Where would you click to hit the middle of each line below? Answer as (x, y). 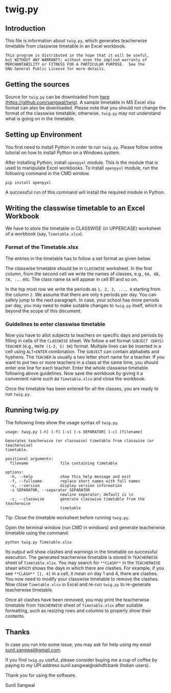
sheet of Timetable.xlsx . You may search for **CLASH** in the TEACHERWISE (83, 562)
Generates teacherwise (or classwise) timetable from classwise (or (80, 441)
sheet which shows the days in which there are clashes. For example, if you (85, 568)
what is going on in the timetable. (40, 118)
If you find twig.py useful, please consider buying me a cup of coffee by (81, 660)
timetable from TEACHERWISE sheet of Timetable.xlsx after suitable (74, 605)
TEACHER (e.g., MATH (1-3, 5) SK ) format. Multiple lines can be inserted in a (83, 346)
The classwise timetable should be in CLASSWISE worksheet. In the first (79, 268)
